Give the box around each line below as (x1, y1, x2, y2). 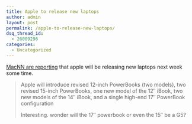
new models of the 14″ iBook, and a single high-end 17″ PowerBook (20, 93, 185, 100)
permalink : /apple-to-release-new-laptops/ (6, 25, 116, 31)
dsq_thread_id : (6, 31, 44, 37)
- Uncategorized (11, 47, 52, 53)
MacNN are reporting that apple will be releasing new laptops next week (6, 63, 183, 70)
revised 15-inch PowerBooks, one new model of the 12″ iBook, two (20, 87, 183, 94)
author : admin (6, 14, 41, 20)
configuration (20, 100, 54, 107)
